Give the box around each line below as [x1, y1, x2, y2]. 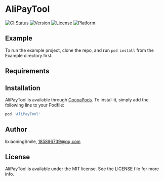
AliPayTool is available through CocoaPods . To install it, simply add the [5, 96, 149, 102]
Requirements [5, 67, 49, 75]
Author [5, 125, 27, 134]
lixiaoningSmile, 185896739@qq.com [5, 138, 81, 144]
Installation [5, 84, 41, 92]
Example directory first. [5, 52, 53, 58]
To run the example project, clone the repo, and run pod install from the [5, 47, 154, 53]
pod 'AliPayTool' [5, 111, 41, 117]
